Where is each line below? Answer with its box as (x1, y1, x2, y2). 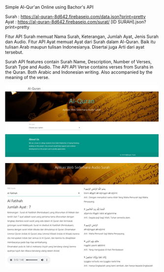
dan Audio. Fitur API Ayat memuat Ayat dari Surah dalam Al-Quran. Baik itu (5, 39, 156, 45)
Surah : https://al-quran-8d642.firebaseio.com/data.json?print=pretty (5, 14, 146, 19)
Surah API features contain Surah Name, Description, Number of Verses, (5, 59, 152, 64)
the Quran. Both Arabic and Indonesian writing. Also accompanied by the (5, 69, 153, 75)
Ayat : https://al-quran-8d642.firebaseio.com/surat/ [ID (5, 19, 117, 25)
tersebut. (5, 49, 24, 55)
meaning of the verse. (5, 75, 50, 80)
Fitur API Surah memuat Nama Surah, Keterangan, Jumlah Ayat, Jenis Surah (5, 34, 159, 39)
